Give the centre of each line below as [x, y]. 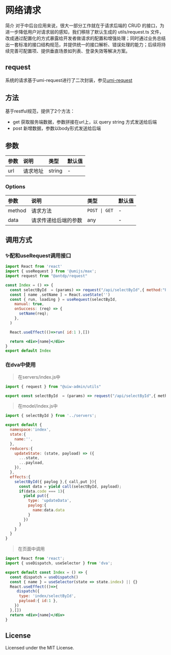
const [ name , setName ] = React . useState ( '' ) [60, 295]
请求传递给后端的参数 [57, 220]
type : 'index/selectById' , [47, 596]
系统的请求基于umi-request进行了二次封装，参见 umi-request [69, 80]
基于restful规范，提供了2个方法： [40, 111]
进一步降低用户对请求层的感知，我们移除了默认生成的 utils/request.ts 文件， [84, 32]
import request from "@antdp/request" [46, 276]
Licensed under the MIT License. [40, 648]
